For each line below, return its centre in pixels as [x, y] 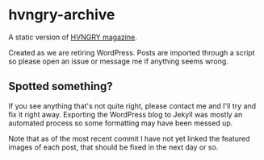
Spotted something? [61, 86]
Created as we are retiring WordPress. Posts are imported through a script [132, 52]
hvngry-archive [62, 15]
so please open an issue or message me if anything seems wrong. [118, 61]
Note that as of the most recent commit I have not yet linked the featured [129, 138]
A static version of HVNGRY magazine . [73, 37]
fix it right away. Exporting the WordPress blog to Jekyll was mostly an [126, 114]
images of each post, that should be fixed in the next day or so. [113, 147]
